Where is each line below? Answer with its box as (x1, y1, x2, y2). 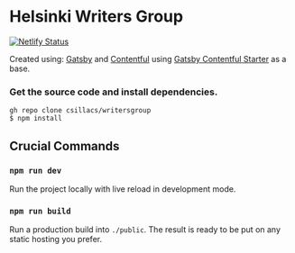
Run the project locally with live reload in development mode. (9, 183, 236, 194)
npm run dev (9, 165, 62, 176)
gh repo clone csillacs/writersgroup (9, 106, 152, 115)
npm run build (9, 205, 71, 216)
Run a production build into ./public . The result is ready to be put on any (9, 224, 281, 235)
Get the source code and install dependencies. (9, 86, 218, 98)
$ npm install (9, 114, 63, 123)
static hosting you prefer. (9, 234, 102, 245)
